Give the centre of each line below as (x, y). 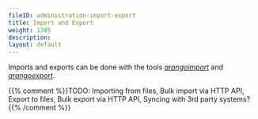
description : (30, 37)
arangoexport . (32, 76)
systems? (235, 99)
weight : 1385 (30, 30)
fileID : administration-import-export (72, 15)
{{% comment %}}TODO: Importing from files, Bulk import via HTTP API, (126, 91)
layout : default (35, 45)
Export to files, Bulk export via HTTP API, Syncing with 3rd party (113, 99)
